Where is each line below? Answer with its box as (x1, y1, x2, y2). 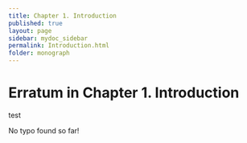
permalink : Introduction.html (8, 42, 110, 50)
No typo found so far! (8, 125, 80, 135)
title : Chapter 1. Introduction (8, 11, 117, 20)
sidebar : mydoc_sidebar (8, 34, 89, 43)
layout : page (8, 27, 52, 35)
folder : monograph (8, 49, 70, 57)
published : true (8, 19, 63, 27)
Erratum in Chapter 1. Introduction (8, 84, 240, 102)
